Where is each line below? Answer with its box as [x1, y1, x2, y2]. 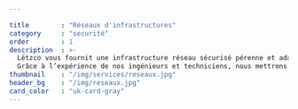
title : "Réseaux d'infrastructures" [9, 20, 176, 29]
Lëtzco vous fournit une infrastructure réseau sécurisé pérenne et [17, 54, 276, 63]
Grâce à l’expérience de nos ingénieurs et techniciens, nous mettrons [17, 62, 288, 71]
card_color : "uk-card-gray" [9, 86, 125, 96]
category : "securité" [9, 28, 109, 38]
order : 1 [9, 37, 74, 46]
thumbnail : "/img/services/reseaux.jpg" [9, 70, 176, 80]
